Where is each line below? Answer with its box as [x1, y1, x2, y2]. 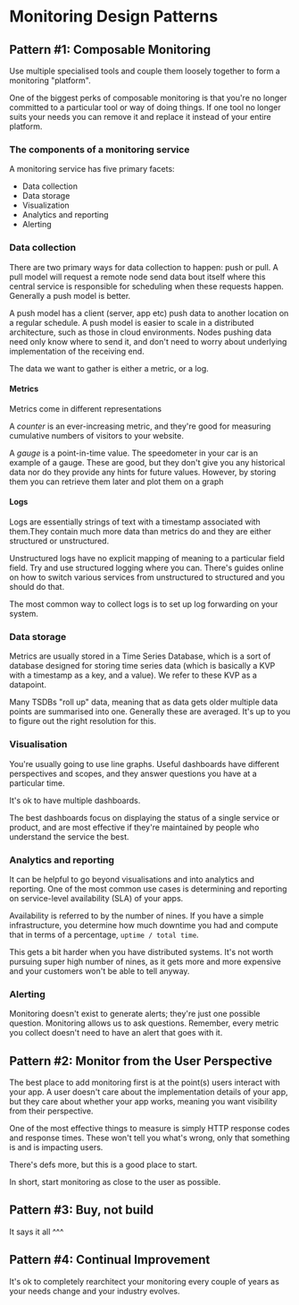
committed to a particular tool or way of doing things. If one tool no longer [9, 102, 281, 113]
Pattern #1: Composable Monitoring [9, 42, 212, 57]
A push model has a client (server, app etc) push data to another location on [9, 307, 289, 319]
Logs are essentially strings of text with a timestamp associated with [9, 516, 261, 527]
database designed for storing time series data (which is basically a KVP [9, 661, 276, 671]
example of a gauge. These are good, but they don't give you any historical [9, 456, 286, 467]
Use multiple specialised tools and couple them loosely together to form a [9, 65, 281, 76]
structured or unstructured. [9, 535, 110, 546]
